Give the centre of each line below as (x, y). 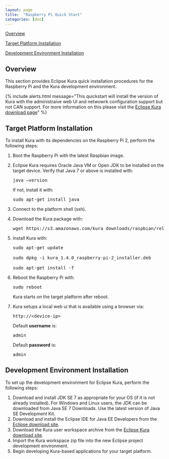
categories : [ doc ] (24, 19)
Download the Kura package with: (48, 219)
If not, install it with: (33, 190)
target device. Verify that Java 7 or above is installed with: (73, 170)
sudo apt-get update (38, 248)
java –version (30, 180)
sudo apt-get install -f (43, 268)
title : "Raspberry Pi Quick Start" (44, 15)
